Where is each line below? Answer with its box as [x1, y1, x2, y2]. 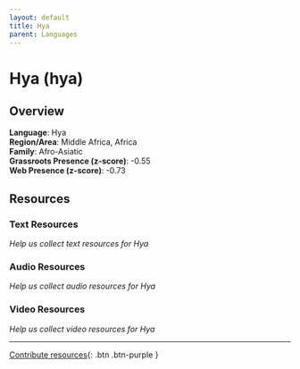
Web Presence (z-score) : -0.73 [9, 165, 127, 176]
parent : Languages [9, 29, 78, 38]
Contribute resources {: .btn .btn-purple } [9, 349, 159, 360]
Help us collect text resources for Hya [9, 239, 149, 249]
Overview [9, 104, 65, 119]
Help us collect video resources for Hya [9, 323, 155, 334]
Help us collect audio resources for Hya [9, 281, 156, 291]
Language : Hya [9, 127, 67, 138]
